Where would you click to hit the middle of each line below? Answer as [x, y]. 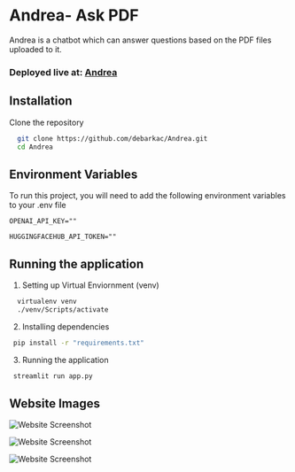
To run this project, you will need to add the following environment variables [147, 196]
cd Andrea [35, 147]
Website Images [54, 403]
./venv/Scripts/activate [63, 310]
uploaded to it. [35, 49]
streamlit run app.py [53, 376]
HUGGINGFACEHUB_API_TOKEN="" [63, 237]
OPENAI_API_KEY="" [43, 221]
